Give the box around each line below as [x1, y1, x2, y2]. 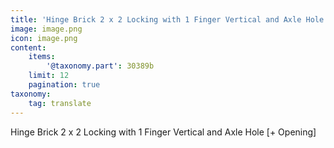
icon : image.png [10, 33, 78, 43]
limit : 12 [28, 71, 70, 81]
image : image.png [10, 24, 83, 34]
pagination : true [28, 80, 101, 90]
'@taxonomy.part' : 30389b [46, 61, 155, 71]
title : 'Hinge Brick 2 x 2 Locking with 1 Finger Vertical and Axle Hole [10, 14, 325, 25]
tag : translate [28, 98, 92, 108]
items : [28, 52, 56, 62]
